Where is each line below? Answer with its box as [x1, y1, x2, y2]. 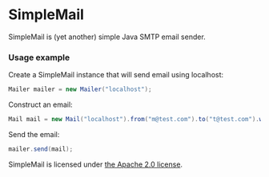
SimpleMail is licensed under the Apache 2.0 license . [8, 159, 183, 169]
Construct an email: [8, 100, 74, 109]
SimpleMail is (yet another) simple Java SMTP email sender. [8, 32, 206, 41]
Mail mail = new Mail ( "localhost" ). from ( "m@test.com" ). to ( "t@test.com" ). [8, 116, 260, 124]
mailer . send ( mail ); [8, 145, 74, 153]
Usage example [8, 52, 70, 63]
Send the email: [8, 129, 60, 139]
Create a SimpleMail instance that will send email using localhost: [8, 70, 224, 80]
